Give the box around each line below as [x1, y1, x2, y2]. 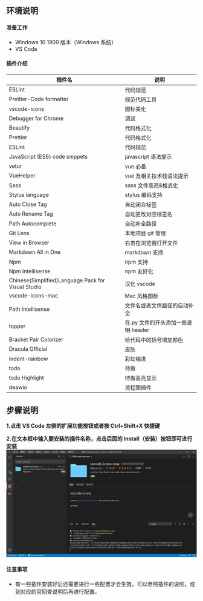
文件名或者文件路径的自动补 [124, 302, 195, 309]
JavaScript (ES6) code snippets [8, 153, 88, 160]
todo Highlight [8, 374, 44, 382]
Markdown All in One [8, 248, 61, 256]
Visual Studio [8, 283, 42, 290]
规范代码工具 [124, 96, 157, 103]
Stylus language [8, 191, 50, 198]
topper [8, 322, 26, 330]
